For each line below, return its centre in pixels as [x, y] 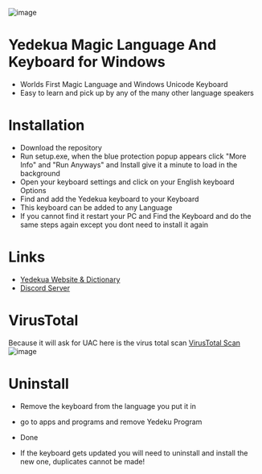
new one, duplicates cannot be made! [82, 461]
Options [33, 190]
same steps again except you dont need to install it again [114, 225]
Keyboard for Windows [87, 62]
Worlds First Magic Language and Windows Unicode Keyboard [124, 84]
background [40, 173]
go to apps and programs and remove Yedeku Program [111, 422]
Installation [47, 126]
